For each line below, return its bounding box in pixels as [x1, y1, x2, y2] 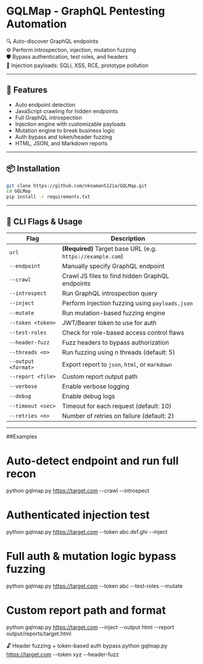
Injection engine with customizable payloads [14, 120, 126, 128]
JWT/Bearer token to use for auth [62, 319, 157, 327]
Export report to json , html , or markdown [62, 360, 172, 369]
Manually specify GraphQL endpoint [62, 262, 165, 270]
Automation [6, 17, 67, 31]
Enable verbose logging [62, 383, 130, 390]
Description [111, 234, 146, 243]
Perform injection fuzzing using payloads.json [62, 299, 193, 307]
